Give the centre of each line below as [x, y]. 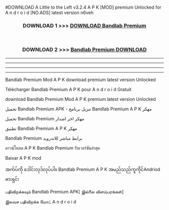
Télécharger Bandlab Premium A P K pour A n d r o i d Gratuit [68, 89]
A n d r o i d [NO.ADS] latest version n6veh [50, 13]
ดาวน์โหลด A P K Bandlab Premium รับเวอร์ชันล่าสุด [53, 148]
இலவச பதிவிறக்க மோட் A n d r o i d [41, 201]
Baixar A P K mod [23, 158]
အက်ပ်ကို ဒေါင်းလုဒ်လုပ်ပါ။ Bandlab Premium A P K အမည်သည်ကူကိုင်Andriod [83, 169]
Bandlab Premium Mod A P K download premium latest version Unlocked [80, 80]
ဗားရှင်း [12, 179]
